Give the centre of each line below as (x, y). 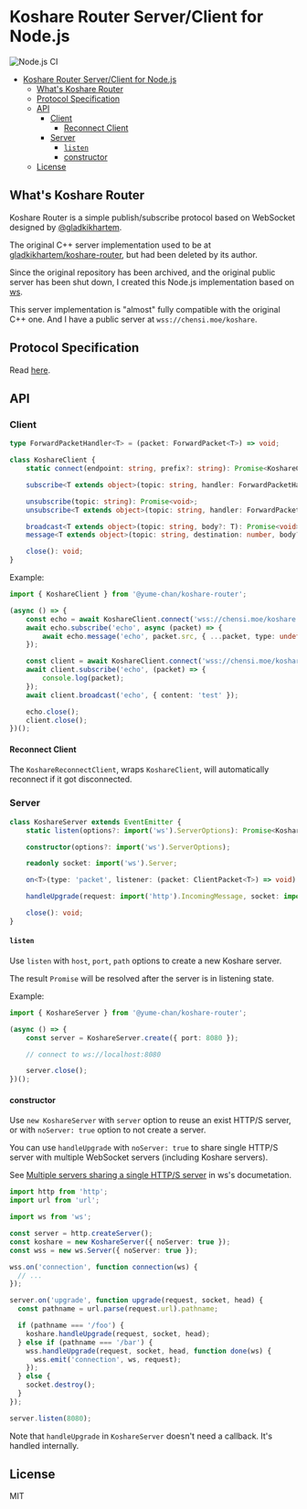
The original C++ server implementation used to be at (111, 245)
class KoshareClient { (53, 460)
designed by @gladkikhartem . (66, 227)
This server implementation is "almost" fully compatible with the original (145, 309)
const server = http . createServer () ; (81, 1234)
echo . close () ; (53, 712)
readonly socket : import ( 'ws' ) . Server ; (102, 864)
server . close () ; (57, 1071)
